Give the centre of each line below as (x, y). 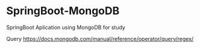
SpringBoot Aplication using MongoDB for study (66, 27)
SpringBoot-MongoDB (63, 11)
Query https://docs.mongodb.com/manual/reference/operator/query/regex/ (100, 39)
